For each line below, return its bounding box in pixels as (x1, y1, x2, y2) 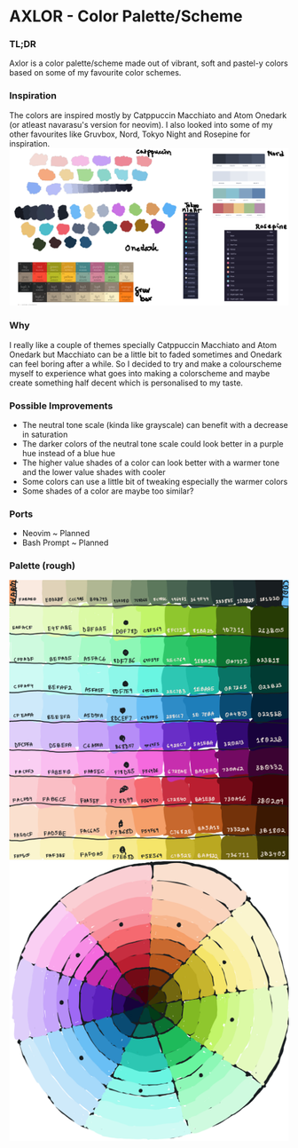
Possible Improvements (9, 400, 114, 412)
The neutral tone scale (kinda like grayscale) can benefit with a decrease (21, 419, 288, 430)
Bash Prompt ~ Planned (21, 537, 109, 548)
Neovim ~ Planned (21, 528, 90, 539)
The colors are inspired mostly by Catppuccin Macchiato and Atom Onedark (9, 109, 287, 121)
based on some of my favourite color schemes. (9, 67, 182, 78)
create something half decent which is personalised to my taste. (9, 377, 244, 388)
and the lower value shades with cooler (21, 466, 166, 477)
